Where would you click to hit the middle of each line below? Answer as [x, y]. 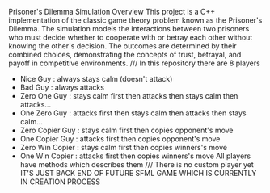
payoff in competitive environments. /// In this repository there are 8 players [134, 63]
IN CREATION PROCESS [60, 182]
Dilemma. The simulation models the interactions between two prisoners [129, 29]
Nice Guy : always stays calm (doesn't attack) [96, 79]
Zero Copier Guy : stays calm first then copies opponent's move [127, 130]
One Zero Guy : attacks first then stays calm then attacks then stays [133, 113]
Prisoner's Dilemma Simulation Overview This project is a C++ [112, 12]
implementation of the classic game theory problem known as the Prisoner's [135, 20]
